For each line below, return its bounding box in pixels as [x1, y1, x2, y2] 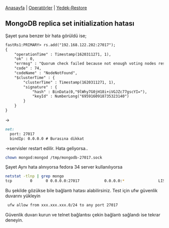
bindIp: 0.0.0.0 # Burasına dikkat [10, 136, 84, 141]
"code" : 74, [14, 66, 42, 71]
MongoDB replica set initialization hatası [5, 19, 135, 28]
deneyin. [5, 217, 24, 223]
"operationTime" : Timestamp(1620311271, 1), [14, 52, 112, 57]
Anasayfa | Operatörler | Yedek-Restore [5, 5, 87, 11]
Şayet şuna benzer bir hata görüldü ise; [5, 33, 87, 39]
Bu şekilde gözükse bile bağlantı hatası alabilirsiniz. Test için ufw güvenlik [5, 188, 158, 194]
